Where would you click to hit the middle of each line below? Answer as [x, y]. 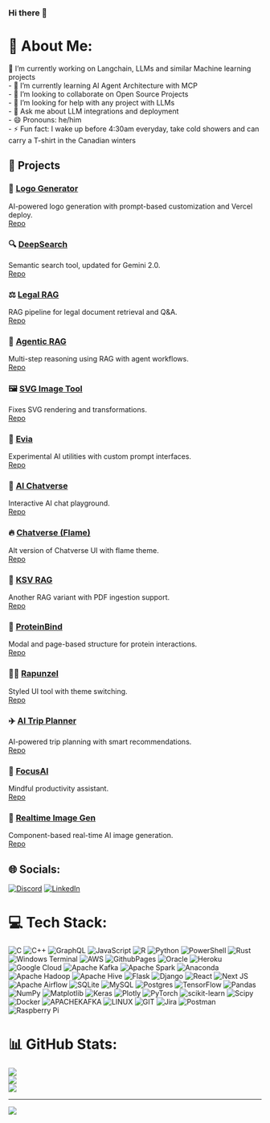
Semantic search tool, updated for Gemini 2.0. [84, 265]
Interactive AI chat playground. [59, 503]
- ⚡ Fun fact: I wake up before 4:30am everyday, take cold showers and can [134, 129]
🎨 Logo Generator [43, 188]
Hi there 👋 [28, 13]
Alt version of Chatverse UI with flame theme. [84, 550]
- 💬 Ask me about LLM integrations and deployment [94, 111]
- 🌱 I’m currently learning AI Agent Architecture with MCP [103, 85]
